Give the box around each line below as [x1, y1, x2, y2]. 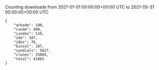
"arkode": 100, [14, 23, 45, 28]
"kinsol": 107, [14, 44, 45, 49]
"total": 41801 [14, 56, 45, 61]
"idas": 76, [14, 40, 38, 44]
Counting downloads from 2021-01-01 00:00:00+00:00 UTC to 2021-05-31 [5, 4, 154, 10]
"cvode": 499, [14, 27, 42, 32]
